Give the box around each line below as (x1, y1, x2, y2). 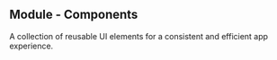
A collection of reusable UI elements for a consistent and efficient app (9, 30, 268, 41)
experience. (9, 40, 54, 51)
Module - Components (9, 7, 138, 22)
